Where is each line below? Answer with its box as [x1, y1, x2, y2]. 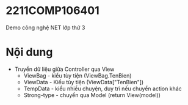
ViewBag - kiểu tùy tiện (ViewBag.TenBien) [23, 71, 132, 79]
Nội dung [5, 45, 53, 59]
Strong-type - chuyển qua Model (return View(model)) [23, 91, 161, 98]
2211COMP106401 [5, 4, 99, 18]
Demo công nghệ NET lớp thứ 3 [5, 24, 85, 31]
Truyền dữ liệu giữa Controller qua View [14, 65, 115, 73]
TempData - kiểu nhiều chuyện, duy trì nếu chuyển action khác [23, 85, 183, 92]
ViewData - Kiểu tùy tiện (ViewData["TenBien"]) [23, 78, 144, 85]
